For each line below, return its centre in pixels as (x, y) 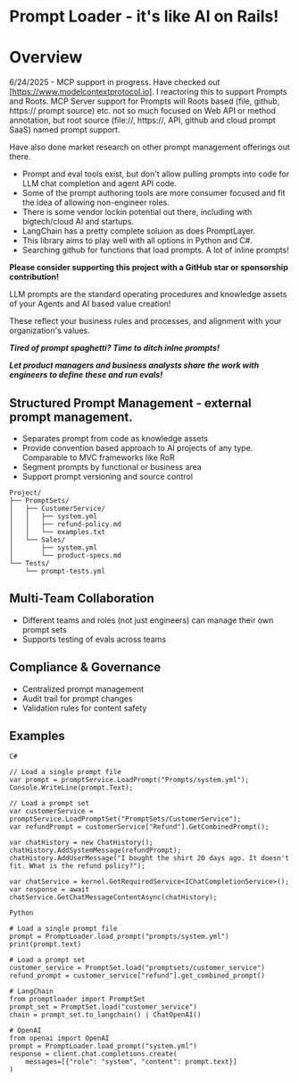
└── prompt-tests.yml (65, 571)
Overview (46, 58)
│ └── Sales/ (37, 540)
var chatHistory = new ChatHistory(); (81, 843)
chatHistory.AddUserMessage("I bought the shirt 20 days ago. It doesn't (149, 858)
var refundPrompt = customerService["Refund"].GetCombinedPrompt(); (139, 827)
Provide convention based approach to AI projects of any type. (137, 447)
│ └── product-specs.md (66, 555)
